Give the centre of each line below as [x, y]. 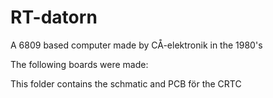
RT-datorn [54, 17]
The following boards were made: [79, 64]
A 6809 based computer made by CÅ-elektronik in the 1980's [136, 45]
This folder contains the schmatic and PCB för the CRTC [126, 83]
